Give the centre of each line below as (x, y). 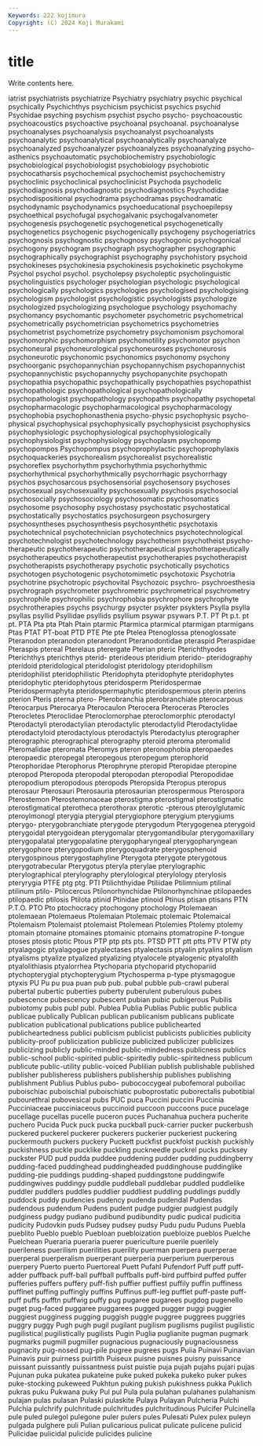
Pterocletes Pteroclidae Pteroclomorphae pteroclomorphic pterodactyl (122, 716)
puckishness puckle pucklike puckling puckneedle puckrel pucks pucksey (128, 1150)
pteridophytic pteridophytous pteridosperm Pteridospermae (105, 683)
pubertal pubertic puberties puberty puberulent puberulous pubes (115, 991)
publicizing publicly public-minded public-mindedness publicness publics (127, 1050)
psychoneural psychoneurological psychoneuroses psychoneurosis (117, 349)
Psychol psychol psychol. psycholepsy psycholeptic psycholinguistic (120, 274)
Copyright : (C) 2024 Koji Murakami (66, 23)
